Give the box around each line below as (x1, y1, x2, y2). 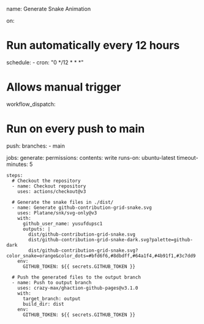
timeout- (176, 154, 198, 161)
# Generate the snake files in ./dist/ (12, 199, 114, 205)
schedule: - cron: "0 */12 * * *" (6, 58, 84, 66)
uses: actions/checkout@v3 (17, 188, 86, 195)
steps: (6, 172, 23, 178)
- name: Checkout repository (12, 183, 86, 189)
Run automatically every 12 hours (6, 39, 180, 53)
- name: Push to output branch (12, 279, 92, 285)
